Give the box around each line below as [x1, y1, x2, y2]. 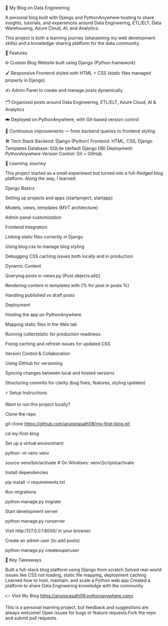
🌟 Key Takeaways [5, 557, 42, 563]
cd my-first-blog [5, 431, 39, 436]
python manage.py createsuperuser [5, 547, 79, 553]
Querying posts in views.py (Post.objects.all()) [5, 273, 101, 279]
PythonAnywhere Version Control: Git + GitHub [5, 151, 102, 157]
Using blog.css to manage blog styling [5, 243, 85, 249]
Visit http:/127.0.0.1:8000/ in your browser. [5, 528, 92, 534]
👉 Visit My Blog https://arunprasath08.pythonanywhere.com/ [5, 593, 134, 598]
